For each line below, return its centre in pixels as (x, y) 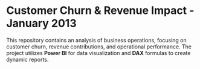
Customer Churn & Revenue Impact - (100, 11)
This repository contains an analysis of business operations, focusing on (97, 40)
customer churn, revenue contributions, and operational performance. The (99, 47)
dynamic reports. (27, 59)
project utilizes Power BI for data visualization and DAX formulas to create (98, 53)
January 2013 (41, 23)
